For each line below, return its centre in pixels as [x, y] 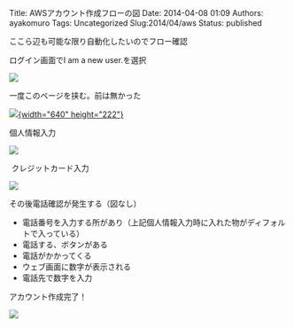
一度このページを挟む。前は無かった [75, 95]
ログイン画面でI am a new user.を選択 [78, 60]
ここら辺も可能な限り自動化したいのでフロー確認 [98, 41]
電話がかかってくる [57, 256]
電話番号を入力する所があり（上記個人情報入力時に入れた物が [135, 223]
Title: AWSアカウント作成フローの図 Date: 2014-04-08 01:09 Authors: [136, 13]
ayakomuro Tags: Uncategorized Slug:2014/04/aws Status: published [136, 23]
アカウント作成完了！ [48, 297]
